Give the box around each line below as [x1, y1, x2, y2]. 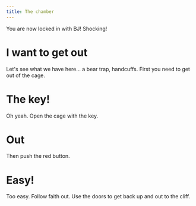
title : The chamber [6, 8, 55, 15]
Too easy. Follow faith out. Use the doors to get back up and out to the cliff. [6, 193, 191, 200]
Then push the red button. [6, 153, 70, 160]
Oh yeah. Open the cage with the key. [6, 112, 99, 119]
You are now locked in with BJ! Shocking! [6, 25, 108, 32]
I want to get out [6, 46, 88, 59]
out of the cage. [6, 72, 46, 79]
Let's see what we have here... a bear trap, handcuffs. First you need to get [6, 65, 190, 72]
